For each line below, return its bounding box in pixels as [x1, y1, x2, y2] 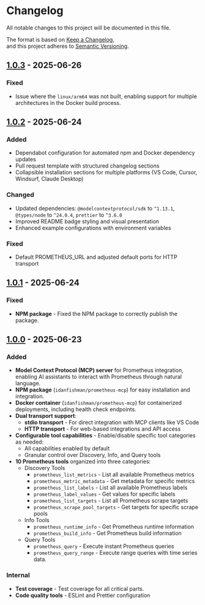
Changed [6, 191, 35, 199]
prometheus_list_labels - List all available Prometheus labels [33, 484, 188, 491]
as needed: [15, 438, 44, 445]
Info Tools [24, 517, 50, 524]
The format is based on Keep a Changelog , [6, 36, 114, 43]
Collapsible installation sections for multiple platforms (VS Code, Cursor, [15, 169, 198, 176]
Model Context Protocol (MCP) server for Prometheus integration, [15, 366, 184, 374]
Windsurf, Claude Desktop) [15, 175, 84, 183]
